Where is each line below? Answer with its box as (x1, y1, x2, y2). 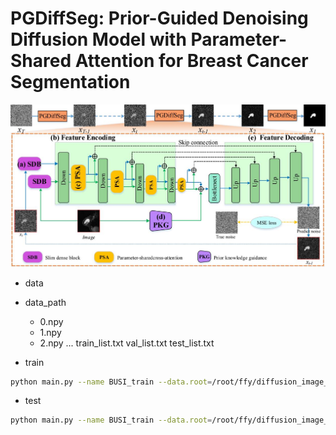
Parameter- (190, 28, 288, 51)
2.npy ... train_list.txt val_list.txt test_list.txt (39, 337, 215, 349)
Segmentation (10, 71, 131, 94)
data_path (24, 296, 67, 308)
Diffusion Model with (10, 28, 187, 51)
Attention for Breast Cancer (74, 50, 309, 72)
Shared (10, 50, 72, 72)
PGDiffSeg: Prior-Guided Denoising (10, 7, 309, 30)
